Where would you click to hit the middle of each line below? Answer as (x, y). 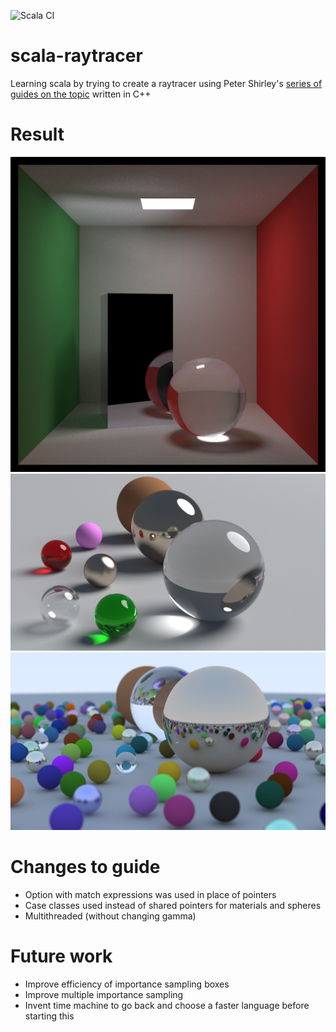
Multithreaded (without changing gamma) (110, 916)
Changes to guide (85, 867)
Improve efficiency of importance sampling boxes (127, 984)
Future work (61, 956)
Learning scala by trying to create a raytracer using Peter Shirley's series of (166, 83)
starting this (49, 1016)
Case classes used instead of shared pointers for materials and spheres (173, 905)
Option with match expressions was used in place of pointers (150, 894)
